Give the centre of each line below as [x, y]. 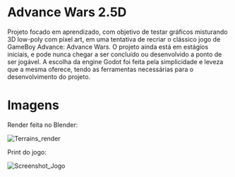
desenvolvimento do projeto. [49, 77]
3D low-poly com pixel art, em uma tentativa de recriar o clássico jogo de [114, 39]
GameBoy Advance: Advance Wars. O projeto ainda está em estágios [108, 47]
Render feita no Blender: [43, 125]
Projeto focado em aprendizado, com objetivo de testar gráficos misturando [117, 32]
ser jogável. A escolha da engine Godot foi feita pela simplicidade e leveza [115, 61]
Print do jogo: [27, 152]
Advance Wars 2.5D [67, 12]
